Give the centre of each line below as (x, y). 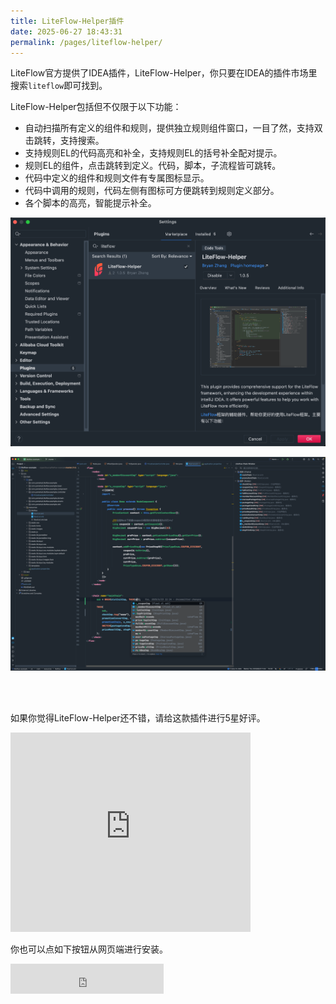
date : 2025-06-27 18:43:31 (66, 31)
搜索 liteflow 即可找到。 (59, 86)
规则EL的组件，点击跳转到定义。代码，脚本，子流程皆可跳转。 (153, 166)
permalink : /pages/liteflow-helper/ (86, 42)
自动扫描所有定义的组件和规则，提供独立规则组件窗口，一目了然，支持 (169, 128)
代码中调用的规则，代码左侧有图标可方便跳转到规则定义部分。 (152, 191)
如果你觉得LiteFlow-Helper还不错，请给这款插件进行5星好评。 (138, 717)
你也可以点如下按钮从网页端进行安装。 (89, 949)
